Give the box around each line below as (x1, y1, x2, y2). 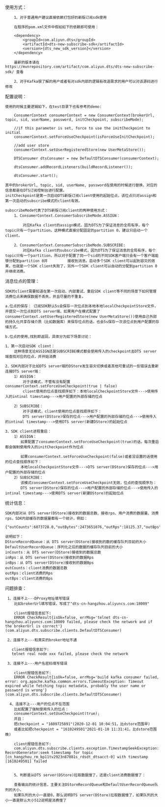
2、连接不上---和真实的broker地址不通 (7, 638, 77, 643)
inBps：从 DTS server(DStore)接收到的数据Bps (5, 560, 94, 565)
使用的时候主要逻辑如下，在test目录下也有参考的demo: (5, 104, 102, 109)
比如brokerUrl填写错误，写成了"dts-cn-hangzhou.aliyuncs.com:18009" (14, 601, 150, 606)
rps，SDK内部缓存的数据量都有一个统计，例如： (5, 516, 88, 521)
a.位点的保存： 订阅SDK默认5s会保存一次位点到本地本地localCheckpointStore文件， (5, 304, 158, 309)
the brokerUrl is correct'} (5, 624, 63, 629)
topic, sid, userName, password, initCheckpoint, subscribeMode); (5, 117, 144, 122)
